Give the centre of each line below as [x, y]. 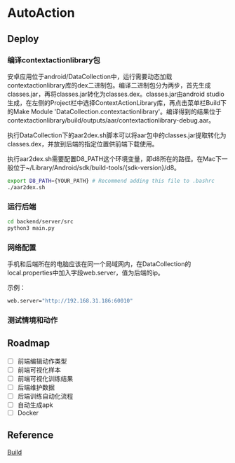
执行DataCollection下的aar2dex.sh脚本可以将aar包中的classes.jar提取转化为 [117, 135]
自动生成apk [35, 405]
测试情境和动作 [33, 320]
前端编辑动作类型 [42, 361]
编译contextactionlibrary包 [54, 60]
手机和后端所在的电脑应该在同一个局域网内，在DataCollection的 [99, 263]
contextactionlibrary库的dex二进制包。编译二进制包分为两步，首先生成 [109, 85]
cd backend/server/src [40, 221]
